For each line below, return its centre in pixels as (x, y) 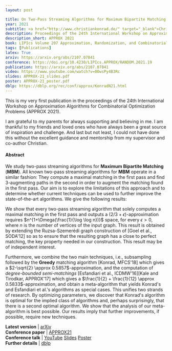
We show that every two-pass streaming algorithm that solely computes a (83, 209)
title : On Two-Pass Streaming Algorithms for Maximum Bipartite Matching (86, 19)
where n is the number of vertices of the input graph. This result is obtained (85, 225)
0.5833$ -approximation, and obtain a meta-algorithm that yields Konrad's (83, 284)
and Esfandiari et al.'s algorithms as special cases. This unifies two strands (84, 290)
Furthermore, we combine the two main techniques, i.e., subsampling (78, 257)
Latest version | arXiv (28, 326)
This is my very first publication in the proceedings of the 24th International (85, 100)
